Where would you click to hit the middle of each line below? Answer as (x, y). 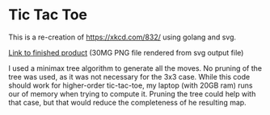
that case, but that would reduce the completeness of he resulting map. (127, 102)
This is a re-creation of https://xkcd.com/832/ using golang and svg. (122, 37)
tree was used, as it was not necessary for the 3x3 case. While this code (129, 76)
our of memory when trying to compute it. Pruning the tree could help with (132, 93)
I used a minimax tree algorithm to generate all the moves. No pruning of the (135, 68)
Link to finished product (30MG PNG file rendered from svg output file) (126, 52)
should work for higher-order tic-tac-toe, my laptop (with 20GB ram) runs (131, 85)
